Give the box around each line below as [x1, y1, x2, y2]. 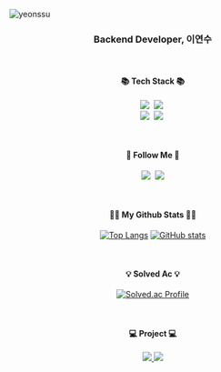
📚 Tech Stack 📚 [121, 75, 185, 86]
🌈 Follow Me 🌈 [126, 150, 180, 161]
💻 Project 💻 [128, 327, 177, 338]
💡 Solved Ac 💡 [126, 268, 180, 279]
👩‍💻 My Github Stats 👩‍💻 [108, 209, 197, 220]
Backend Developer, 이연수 [94, 33, 212, 45]
